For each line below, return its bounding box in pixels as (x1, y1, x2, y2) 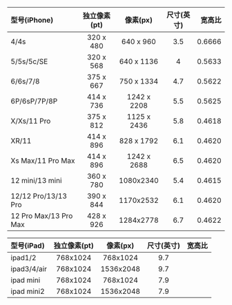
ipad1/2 (10, 253, 37, 262)
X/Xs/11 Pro (10, 117, 51, 126)
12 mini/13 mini (10, 176, 62, 185)
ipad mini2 (10, 286, 45, 296)
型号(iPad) (10, 241, 45, 250)
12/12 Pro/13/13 (10, 191, 68, 201)
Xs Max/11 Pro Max (10, 156, 75, 165)
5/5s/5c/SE (10, 57, 48, 66)
